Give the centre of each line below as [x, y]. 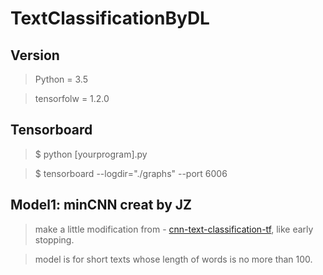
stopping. [54, 239]
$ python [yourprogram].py [91, 154]
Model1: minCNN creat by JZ [101, 205]
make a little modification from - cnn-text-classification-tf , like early [174, 229]
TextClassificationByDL [110, 18]
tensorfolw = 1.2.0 [72, 98]
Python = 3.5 [61, 79]
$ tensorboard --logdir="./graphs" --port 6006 [131, 173]
